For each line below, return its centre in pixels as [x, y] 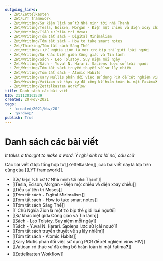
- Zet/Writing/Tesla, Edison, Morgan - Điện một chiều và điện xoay [80, 28]
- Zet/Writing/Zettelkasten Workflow [48, 86]
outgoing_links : [21, 9]
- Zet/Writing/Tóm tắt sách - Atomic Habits [55, 73]
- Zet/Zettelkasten [29, 14]
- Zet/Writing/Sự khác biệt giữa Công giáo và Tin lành [67, 55]
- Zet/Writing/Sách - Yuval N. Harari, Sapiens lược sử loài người [79, 64]
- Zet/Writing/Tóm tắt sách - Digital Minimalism [60, 37]
